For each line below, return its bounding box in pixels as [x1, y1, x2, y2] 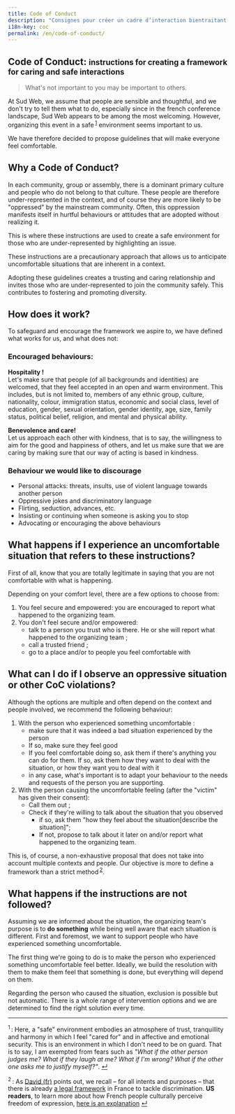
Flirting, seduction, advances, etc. [17, 503, 116, 512]
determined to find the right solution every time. [8, 1004, 146, 1012]
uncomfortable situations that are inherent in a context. [8, 260, 166, 268]
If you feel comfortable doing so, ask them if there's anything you [28, 749, 217, 757]
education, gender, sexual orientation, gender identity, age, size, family [8, 405, 212, 413]
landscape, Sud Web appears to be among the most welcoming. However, [8, 112, 221, 120]
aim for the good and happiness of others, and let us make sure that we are [8, 440, 225, 449]
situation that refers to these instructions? [8, 550, 196, 562]
